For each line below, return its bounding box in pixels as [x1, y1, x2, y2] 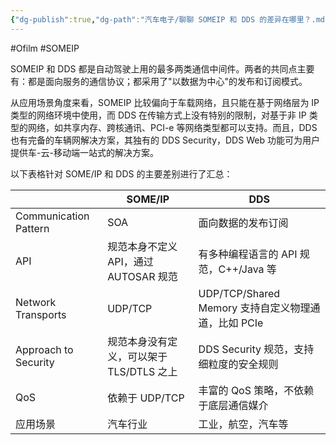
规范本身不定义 [107, 239, 178, 253]
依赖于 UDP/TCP [107, 391, 185, 405]
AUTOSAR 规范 [107, 269, 178, 283]
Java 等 [241, 262, 277, 276]
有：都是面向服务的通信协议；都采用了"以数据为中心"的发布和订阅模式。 [10, 75, 308, 87]
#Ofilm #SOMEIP [10, 42, 80, 54]
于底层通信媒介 [198, 398, 269, 412]
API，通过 [107, 254, 154, 268]
